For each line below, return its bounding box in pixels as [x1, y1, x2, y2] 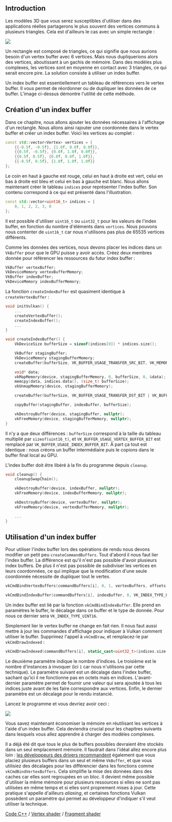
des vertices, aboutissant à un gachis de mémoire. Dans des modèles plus [5, 59, 162, 65]
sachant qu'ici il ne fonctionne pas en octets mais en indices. [5, 674, 134, 680]
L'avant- [135, 674, 153, 680]
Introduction [5, 4, 46, 13]
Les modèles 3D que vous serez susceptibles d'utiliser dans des [5, 17, 141, 24]
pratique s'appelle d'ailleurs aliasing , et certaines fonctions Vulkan [5, 790, 146, 796]
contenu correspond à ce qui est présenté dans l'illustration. [5, 189, 133, 195]
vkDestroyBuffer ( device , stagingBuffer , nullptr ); [14, 412, 125, 417]
